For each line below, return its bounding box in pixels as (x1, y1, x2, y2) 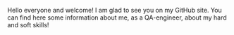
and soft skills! (7, 21, 49, 29)
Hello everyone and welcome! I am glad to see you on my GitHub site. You (7, 6, 222, 14)
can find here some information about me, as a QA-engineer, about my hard (7, 13, 227, 22)
